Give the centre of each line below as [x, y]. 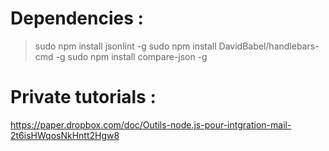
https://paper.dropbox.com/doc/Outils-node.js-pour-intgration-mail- [151, 124]
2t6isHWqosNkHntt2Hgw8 [65, 135]
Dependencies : [77, 18]
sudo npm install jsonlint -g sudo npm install [125, 46]
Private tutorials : [83, 97]
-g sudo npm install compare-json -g [131, 56]
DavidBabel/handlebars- [269, 46]
